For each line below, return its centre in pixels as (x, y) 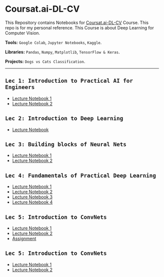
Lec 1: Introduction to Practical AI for (69, 81)
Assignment (24, 239)
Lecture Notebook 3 (32, 197)
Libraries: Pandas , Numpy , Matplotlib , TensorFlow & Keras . (62, 52)
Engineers (20, 87)
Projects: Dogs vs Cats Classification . (45, 61)
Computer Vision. (23, 33)
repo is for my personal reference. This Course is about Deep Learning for (80, 27)
